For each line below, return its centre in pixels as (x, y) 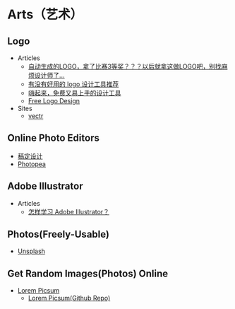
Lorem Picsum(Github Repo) (69, 298)
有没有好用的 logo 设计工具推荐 (73, 84)
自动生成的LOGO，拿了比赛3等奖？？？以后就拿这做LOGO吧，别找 (125, 66)
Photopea (31, 164)
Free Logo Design (54, 101)
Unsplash (31, 251)
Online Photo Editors (54, 138)
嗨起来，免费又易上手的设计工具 (74, 93)
